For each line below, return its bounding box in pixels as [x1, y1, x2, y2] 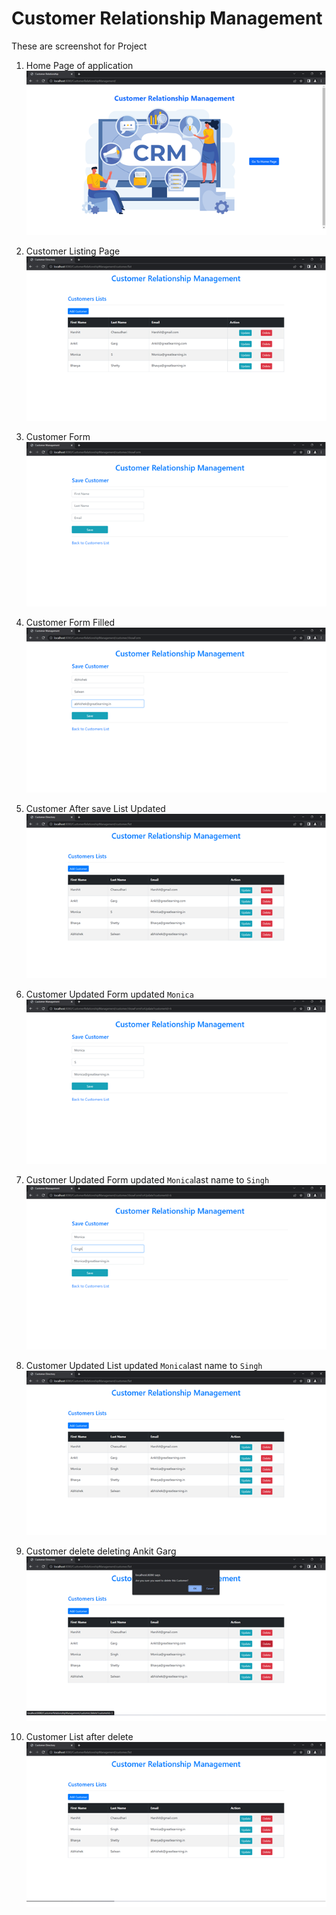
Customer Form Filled [25, 617, 116, 629]
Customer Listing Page [25, 245, 121, 257]
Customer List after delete [25, 1731, 134, 1743]
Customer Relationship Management [11, 7, 323, 30]
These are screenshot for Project [11, 40, 148, 52]
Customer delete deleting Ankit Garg [25, 1545, 177, 1557]
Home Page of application [25, 59, 134, 71]
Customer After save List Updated [25, 802, 166, 814]
